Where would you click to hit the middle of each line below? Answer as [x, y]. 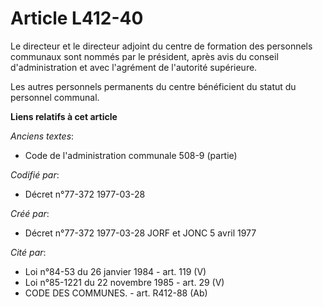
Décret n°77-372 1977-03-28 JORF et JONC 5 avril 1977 [140, 233]
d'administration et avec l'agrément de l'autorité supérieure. [134, 67]
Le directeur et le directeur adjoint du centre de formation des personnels [161, 46]
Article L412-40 [77, 18]
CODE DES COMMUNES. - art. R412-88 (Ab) [116, 293]
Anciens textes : [42, 136]
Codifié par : [35, 174]
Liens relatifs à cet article [64, 116]
